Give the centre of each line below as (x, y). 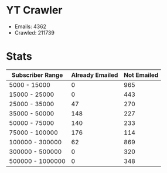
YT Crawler (34, 10)
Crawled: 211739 (34, 32)
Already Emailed (95, 75)
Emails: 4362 (30, 26)
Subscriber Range (37, 75)
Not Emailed (141, 75)
